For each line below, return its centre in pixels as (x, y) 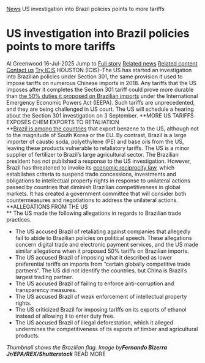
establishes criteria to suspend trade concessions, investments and (91, 174)
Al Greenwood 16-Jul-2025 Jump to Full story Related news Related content (102, 63)
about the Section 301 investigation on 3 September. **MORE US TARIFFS (100, 115)
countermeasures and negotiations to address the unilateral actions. (92, 200)
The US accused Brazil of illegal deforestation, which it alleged (94, 322)
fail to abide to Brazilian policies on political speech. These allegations (103, 238)
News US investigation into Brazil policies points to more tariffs (86, 9)
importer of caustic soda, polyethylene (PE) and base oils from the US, (95, 141)
